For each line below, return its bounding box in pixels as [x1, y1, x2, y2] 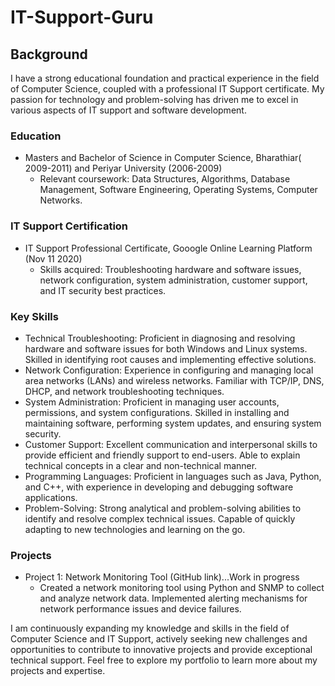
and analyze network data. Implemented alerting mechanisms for [39, 592, 308, 605]
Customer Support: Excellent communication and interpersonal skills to [24, 438, 318, 450]
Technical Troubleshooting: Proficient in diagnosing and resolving [24, 332, 296, 344]
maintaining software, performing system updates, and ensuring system [24, 417, 322, 429]
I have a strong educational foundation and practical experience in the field [10, 72, 320, 84]
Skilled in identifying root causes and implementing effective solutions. [24, 353, 317, 365]
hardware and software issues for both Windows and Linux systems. [24, 342, 308, 355]
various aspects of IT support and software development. [10, 104, 247, 116]
